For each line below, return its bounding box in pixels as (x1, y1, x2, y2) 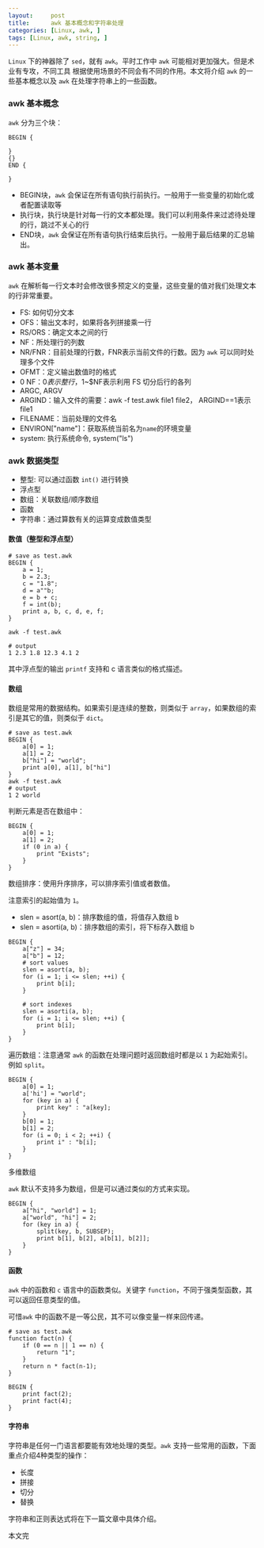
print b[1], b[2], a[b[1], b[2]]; (36, 1234, 150, 1242)
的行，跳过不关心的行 (19, 220, 89, 229)
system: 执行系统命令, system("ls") (19, 433, 134, 443)
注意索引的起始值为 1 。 (8, 895, 84, 905)
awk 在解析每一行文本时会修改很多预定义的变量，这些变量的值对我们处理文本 (8, 281, 257, 290)
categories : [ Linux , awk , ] (8, 26, 101, 34)
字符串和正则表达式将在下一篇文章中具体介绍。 (8, 1514, 160, 1523)
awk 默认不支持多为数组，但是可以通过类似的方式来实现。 (8, 1183, 194, 1194)
